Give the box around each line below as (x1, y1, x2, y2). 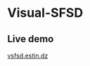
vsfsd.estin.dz (7, 51, 49, 60)
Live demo (7, 33, 54, 45)
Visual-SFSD (7, 5, 83, 21)
